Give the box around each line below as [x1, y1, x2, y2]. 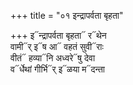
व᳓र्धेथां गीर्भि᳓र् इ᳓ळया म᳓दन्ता [10, 63, 106, 75]
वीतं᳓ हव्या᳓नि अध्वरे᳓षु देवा [10, 52, 96, 64]
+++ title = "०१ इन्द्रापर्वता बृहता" [10, 10, 124, 21]
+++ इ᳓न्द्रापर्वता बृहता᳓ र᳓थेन [10, 30, 107, 41]
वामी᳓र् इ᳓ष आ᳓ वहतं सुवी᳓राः [10, 41, 104, 52]
